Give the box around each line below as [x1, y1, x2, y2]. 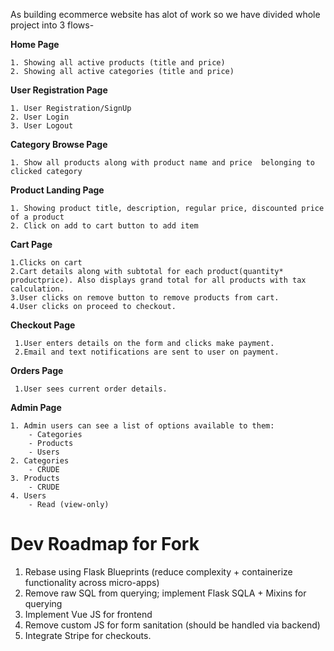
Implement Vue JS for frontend [24, 608, 153, 620]
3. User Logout [10, 121, 74, 131]
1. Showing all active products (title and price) [10, 58, 226, 68]
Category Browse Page [10, 139, 108, 150]
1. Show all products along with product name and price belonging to [10, 158, 315, 168]
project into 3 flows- [10, 19, 95, 31]
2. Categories [10, 456, 70, 466]
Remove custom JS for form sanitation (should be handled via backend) [24, 619, 321, 631]
